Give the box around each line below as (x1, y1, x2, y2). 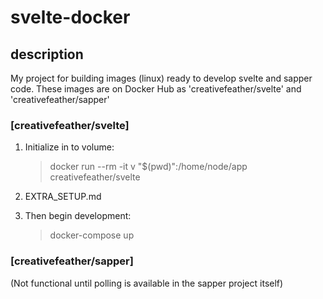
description (10, 46, 84, 63)
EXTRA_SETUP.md (24, 191, 102, 203)
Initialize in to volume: (24, 141, 115, 153)
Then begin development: (24, 210, 132, 222)
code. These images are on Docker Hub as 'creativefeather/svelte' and (10, 83, 302, 95)
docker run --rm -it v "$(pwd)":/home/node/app (49, 161, 248, 173)
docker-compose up (49, 229, 135, 241)
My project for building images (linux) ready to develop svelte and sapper (10, 72, 313, 84)
